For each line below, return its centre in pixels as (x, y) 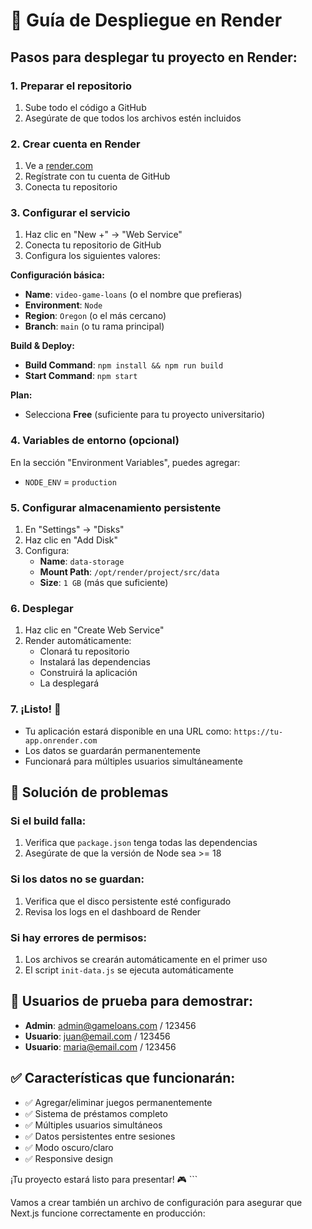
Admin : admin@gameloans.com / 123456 (110, 1025)
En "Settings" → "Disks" (74, 530)
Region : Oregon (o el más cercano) (95, 316)
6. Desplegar (42, 608)
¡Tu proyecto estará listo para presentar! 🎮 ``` (104, 1179)
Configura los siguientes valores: (92, 256)
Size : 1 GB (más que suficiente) (104, 583)
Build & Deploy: (42, 346)
